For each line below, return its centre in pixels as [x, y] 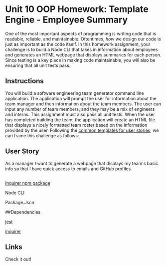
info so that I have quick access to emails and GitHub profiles [68, 169]
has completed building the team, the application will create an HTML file [80, 120]
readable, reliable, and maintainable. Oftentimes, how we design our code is [83, 39]
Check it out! [18, 259]
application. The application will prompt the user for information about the [81, 98]
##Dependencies [23, 212]
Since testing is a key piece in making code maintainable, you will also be [80, 60]
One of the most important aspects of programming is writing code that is [81, 33]
